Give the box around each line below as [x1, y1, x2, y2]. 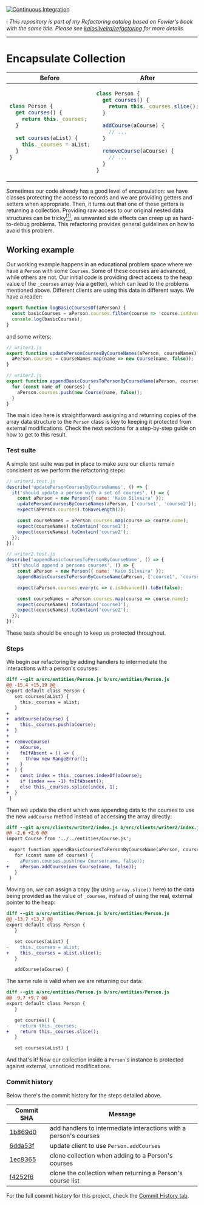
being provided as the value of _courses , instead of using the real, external [6, 893, 192, 900]
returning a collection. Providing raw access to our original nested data [6, 207, 184, 214]
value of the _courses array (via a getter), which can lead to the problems [6, 280, 189, 288]
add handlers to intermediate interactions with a [49, 1124, 186, 1132]
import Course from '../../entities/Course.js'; [6, 836, 132, 842]
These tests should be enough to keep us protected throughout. [6, 629, 166, 637]
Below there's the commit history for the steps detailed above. [6, 1091, 162, 1099]
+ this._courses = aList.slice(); [6, 950, 102, 956]
